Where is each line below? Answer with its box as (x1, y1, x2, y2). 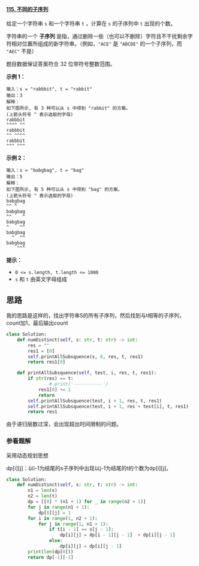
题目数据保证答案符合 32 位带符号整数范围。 (6, 60, 116, 68)
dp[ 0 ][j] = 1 (38, 510, 71, 516)
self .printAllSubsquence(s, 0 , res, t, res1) (28, 353, 144, 359)
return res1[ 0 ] (28, 359, 66, 365)
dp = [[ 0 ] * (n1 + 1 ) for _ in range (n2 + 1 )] (28, 499, 146, 505)
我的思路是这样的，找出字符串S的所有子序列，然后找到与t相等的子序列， (6, 312, 185, 319)
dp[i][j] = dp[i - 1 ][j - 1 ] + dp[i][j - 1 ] (59, 532, 176, 538)
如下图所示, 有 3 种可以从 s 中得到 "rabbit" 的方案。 (6, 105, 131, 111)
